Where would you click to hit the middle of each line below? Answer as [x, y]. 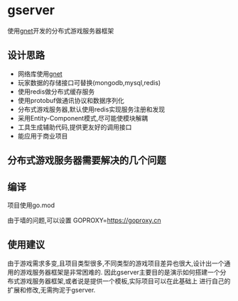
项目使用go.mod [31, 205]
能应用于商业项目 [43, 136]
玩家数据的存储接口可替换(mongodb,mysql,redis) [89, 82]
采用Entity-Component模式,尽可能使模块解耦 [83, 118]
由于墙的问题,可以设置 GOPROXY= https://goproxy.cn [84, 220]
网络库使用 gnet [40, 74]
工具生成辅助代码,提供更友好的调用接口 [75, 127]
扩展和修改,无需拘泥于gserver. [52, 290]
